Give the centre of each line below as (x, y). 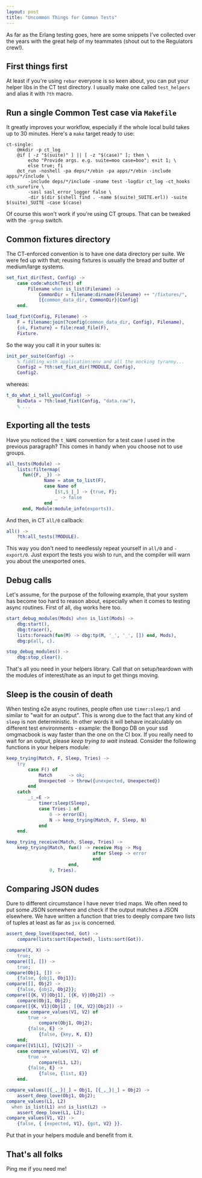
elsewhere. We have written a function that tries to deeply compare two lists (101, 916)
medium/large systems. (35, 267)
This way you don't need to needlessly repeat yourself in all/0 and (90, 548)
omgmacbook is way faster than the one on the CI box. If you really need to (100, 734)
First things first (37, 66)
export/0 (17, 556)
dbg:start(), (33, 624)
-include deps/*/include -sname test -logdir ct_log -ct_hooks (109, 182)
